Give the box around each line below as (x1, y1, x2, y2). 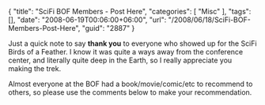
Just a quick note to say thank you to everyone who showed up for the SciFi (8, 39, 257, 48)
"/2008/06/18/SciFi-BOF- (168, 15, 251, 24)
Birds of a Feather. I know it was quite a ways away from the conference (8, 47, 244, 56)
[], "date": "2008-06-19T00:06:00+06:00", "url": (8, 15, 167, 24)
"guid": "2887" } (81, 24, 135, 32)
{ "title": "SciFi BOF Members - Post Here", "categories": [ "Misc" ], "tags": (8, 7, 252, 16)
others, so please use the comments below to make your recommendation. (8, 88, 252, 97)
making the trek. (8, 64, 62, 73)
